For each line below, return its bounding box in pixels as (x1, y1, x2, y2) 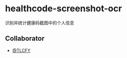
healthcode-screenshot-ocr (5, 3, 122, 14)
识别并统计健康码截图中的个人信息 (5, 20, 74, 26)
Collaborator (5, 34, 45, 43)
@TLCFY (12, 47, 31, 53)
